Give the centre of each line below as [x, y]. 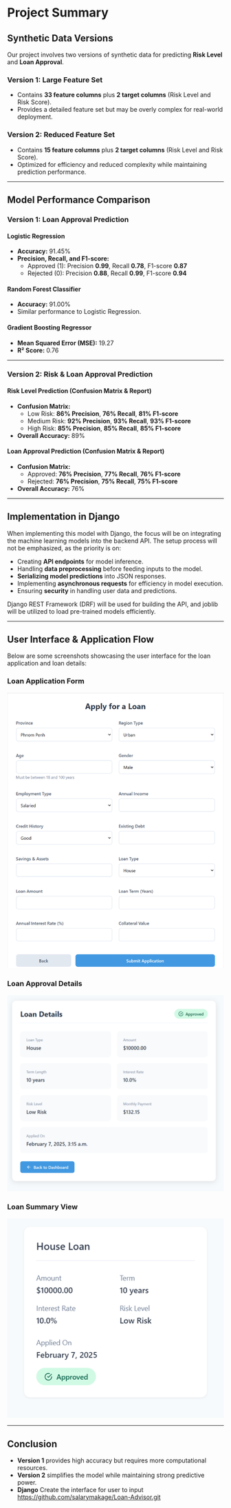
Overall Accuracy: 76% [51, 488]
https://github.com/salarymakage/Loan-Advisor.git [89, 1497]
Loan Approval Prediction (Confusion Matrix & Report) [86, 451]
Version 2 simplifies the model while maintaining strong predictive [111, 1475]
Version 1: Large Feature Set [55, 79]
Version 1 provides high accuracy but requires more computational [112, 1460]
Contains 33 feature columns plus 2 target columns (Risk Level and [114, 95]
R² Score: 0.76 [38, 350]
